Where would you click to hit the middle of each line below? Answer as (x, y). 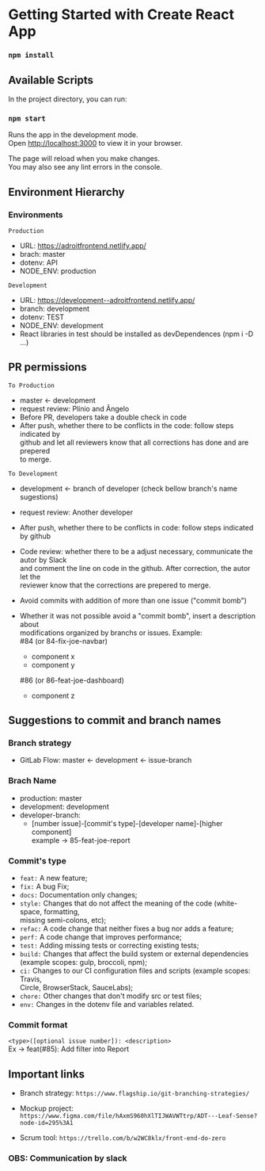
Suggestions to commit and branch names (115, 720)
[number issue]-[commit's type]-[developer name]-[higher (127, 823)
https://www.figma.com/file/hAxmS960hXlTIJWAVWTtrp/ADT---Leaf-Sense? (138, 1116)
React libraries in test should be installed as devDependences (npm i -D (136, 334)
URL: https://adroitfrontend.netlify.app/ (83, 245)
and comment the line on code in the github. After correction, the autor (135, 568)
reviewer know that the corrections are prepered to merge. (115, 585)
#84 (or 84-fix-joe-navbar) (64, 641)
